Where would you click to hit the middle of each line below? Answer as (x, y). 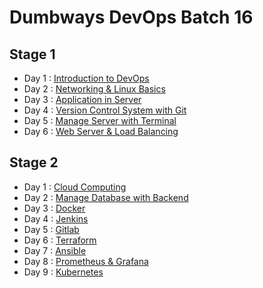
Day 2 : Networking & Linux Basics (94, 89)
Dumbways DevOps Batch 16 (131, 17)
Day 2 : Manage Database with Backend (106, 197)
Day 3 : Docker (54, 208)
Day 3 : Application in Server (82, 99)
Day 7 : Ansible (55, 250)
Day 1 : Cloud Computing (75, 187)
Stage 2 (34, 162)
